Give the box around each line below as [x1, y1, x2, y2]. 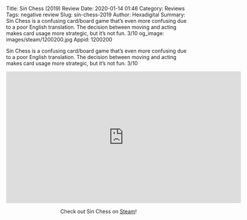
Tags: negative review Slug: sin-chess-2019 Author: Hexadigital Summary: [6, 11, 186, 18]
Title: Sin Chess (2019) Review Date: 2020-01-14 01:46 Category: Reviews [6, 5, 185, 12]
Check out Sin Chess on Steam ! [60, 208, 137, 215]
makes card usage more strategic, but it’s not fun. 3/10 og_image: [6, 30, 164, 37]
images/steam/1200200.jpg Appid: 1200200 [6, 36, 113, 43]
